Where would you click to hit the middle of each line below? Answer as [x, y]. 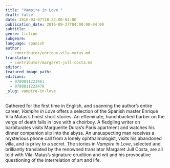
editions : [16, 77]
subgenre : [16, 39]
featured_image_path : [28, 72]
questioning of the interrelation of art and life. [53, 160]
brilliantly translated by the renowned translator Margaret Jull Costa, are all [84, 149]
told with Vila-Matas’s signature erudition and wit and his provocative [78, 155]
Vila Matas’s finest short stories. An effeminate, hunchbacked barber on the [85, 116]
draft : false [19, 15]
